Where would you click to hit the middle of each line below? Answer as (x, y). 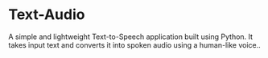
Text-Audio (47, 15)
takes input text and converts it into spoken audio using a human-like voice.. (135, 44)
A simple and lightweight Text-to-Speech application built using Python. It (131, 37)
